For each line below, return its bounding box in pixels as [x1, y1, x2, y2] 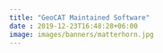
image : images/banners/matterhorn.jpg [9, 30, 154, 39]
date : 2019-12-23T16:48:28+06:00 [9, 22, 139, 31]
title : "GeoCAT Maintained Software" [9, 13, 150, 22]
